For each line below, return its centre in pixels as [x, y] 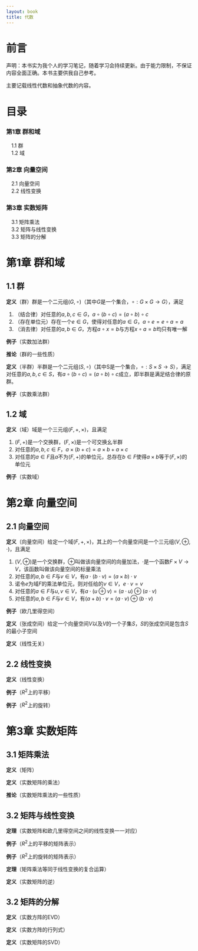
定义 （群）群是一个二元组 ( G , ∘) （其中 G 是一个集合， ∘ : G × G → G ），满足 [95, 301]
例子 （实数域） [24, 477]
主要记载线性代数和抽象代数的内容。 [50, 86]
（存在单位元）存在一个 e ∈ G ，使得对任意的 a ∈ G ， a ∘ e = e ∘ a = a [99, 321]
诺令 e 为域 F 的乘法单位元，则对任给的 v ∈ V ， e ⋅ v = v [79, 584]
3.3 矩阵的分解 [29, 236]
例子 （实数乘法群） [29, 394]
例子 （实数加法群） [29, 341]
